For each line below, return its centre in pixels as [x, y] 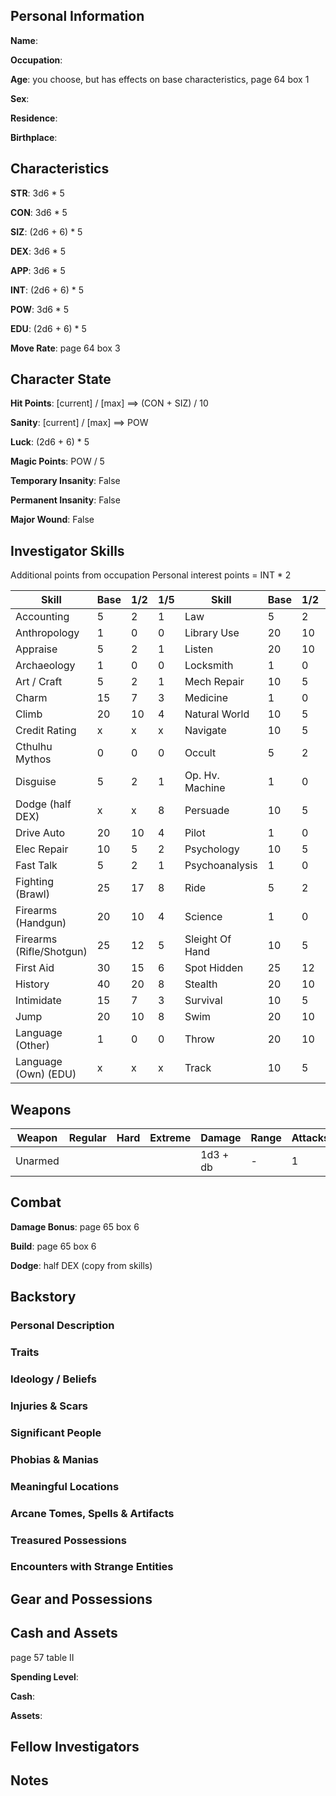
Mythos [33, 759]
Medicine [206, 698]
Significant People [56, 1432]
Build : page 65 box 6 [53, 1246]
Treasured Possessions [68, 1540]
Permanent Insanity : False [65, 500]
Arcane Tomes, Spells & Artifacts [92, 1513]
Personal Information [77, 16]
